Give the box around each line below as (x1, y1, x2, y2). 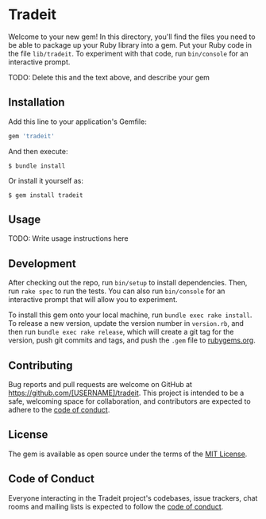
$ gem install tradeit (8, 191, 83, 199)
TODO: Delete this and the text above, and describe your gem (8, 72, 210, 82)
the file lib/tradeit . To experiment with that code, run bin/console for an (8, 48, 249, 58)
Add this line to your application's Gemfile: (8, 117, 147, 126)
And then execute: (8, 146, 68, 156)
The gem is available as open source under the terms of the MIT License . (8, 449, 248, 459)
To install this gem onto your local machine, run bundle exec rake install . (8, 310, 253, 320)
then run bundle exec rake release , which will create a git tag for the (8, 327, 234, 337)
